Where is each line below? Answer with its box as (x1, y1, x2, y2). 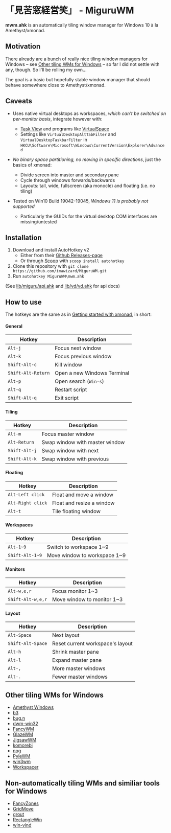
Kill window (54, 361, 83, 368)
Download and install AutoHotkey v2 (12, 247, 89, 253)
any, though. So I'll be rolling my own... (5, 66, 87, 73)
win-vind (12, 822, 32, 828)
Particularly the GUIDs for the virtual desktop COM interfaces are (20, 213, 157, 219)
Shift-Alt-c (8, 362, 37, 368)
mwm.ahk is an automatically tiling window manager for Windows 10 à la (5, 21, 159, 28)
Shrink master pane (52, 649, 99, 656)
